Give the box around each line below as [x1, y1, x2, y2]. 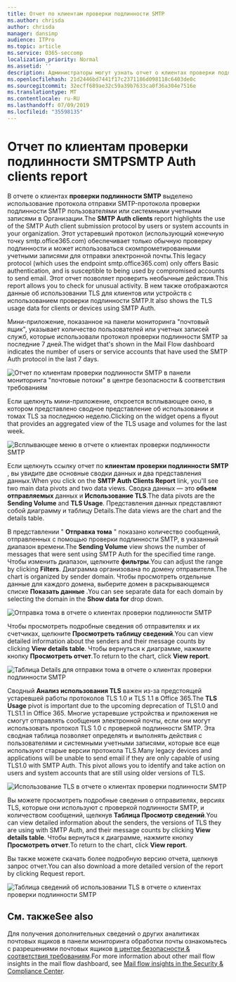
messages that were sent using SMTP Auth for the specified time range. [7, 550, 216, 558]
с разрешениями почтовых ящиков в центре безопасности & [7, 944, 190, 952]
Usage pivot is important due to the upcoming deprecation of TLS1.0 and [7, 701, 218, 710]
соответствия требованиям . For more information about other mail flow [7, 952, 216, 960]
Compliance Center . [7, 967, 65, 975]
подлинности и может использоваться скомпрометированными [7, 244, 202, 252]
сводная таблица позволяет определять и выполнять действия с [7, 731, 202, 739]
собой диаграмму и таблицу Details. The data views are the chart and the [7, 506, 222, 515]
